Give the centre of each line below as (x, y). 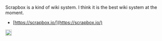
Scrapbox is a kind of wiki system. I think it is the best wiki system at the (81, 7)
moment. (15, 13)
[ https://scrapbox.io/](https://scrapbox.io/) (57, 23)
